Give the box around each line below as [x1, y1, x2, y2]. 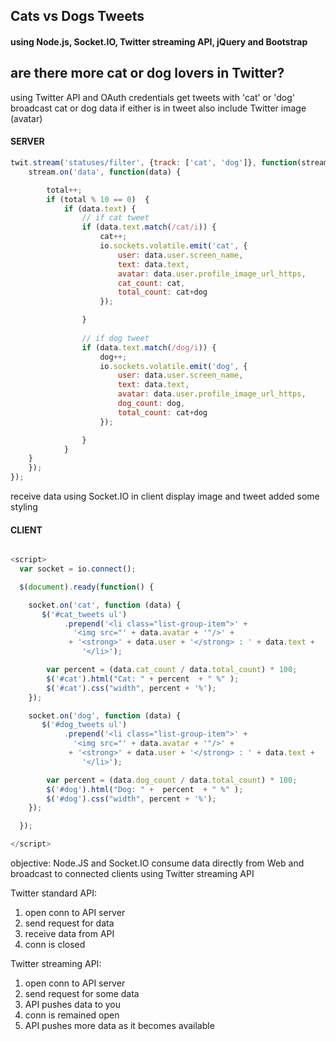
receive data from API [24, 928, 115, 940]
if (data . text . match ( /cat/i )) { [81, 222, 217, 233]
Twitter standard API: [10, 887, 97, 899]
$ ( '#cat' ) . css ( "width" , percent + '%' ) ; [46, 683, 217, 693]
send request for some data [24, 988, 140, 1000]
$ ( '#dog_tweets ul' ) [41, 720, 128, 730]
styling [10, 501, 38, 513]
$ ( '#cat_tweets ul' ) [41, 609, 128, 619]
